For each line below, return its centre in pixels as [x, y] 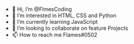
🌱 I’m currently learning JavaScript [55, 22]
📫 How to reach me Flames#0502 [55, 35]
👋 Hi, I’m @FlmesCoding [42, 9]
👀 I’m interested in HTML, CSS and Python [64, 15]
